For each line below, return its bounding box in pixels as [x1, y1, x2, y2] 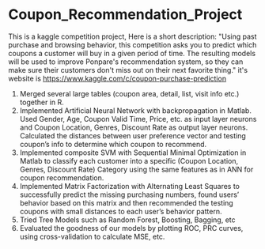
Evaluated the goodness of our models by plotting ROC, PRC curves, [19, 223, 244, 232]
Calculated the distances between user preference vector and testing [19, 130, 247, 140]
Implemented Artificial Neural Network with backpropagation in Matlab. [19, 105, 252, 115]
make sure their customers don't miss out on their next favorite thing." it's [8, 65, 248, 74]
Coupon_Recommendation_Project [8, 6, 243, 24]
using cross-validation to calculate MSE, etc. [19, 232, 165, 241]
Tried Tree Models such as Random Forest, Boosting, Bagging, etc [19, 215, 236, 224]
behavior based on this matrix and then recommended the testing [19, 198, 233, 207]
